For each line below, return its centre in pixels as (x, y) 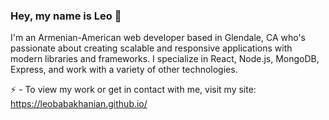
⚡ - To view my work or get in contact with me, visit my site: (133, 90)
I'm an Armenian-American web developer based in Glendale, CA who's (158, 38)
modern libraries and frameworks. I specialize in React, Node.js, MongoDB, (165, 59)
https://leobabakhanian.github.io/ (79, 104)
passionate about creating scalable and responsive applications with (151, 48)
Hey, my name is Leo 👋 (66, 16)
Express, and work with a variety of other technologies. (124, 70)
